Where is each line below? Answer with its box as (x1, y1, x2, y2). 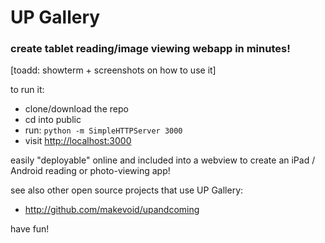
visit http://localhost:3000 (24, 135, 132, 147)
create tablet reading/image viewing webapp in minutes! (10, 42, 291, 56)
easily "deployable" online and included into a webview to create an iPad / (10, 154, 316, 166)
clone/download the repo (24, 103, 129, 115)
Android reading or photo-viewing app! (10, 165, 171, 177)
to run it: (10, 84, 45, 96)
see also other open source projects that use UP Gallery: (10, 184, 244, 196)
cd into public (24, 114, 82, 126)
